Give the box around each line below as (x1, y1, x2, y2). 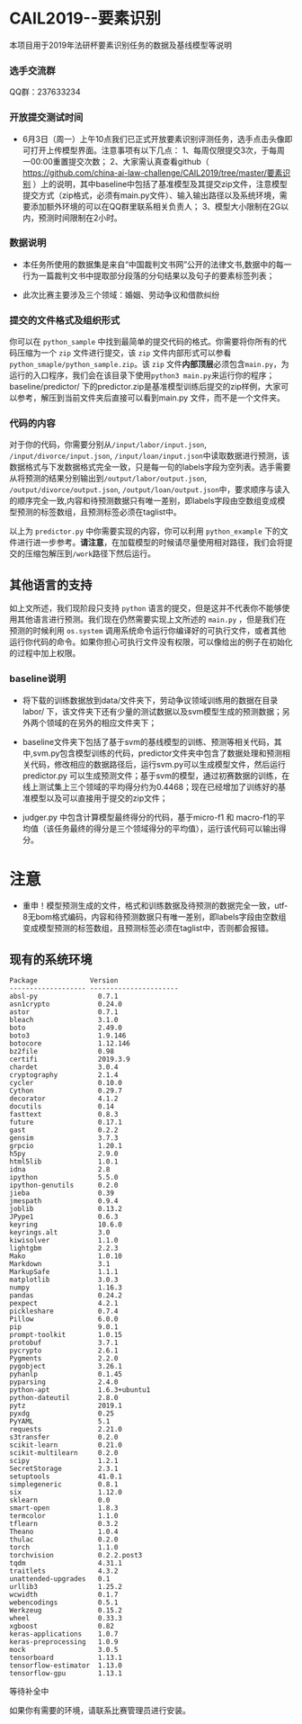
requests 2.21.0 (9, 1425, 123, 1434)
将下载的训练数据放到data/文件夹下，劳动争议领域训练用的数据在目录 (22, 695, 279, 705)
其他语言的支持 (9, 577, 93, 592)
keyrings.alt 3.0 (9, 1228, 111, 1237)
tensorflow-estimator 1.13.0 (9, 1661, 123, 1670)
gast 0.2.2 (9, 1126, 119, 1135)
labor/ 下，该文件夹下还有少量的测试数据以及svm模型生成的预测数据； (22, 705, 283, 716)
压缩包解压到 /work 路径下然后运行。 (24, 548, 155, 559)
